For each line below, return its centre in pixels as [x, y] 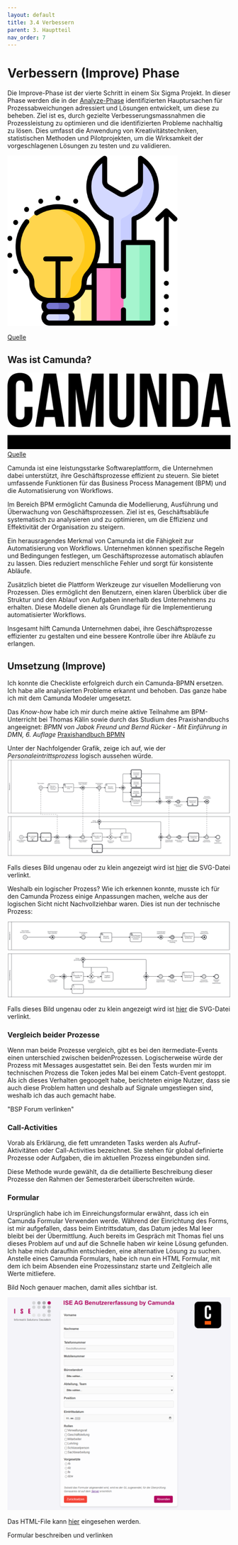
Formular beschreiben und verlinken [60, 1535]
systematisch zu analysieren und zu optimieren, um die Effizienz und [108, 520]
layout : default [31, 15]
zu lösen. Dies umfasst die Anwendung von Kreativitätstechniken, [103, 131]
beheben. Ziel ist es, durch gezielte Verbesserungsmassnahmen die [106, 116]
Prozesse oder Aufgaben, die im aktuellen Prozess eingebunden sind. [109, 1158]
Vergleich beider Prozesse [54, 1034]
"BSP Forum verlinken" [41, 1109]
